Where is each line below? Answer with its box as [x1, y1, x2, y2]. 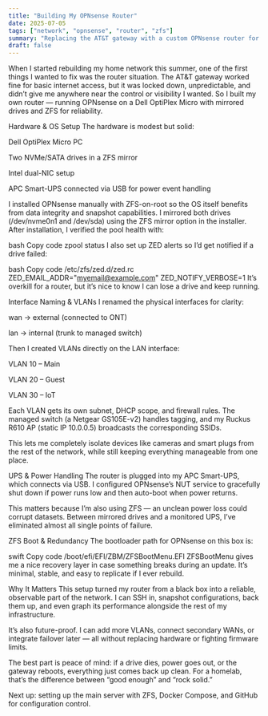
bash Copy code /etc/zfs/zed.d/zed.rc [8, 265, 134, 274]
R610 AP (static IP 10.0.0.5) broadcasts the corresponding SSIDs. [8, 423, 222, 433]
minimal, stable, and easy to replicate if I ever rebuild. [8, 568, 185, 578]
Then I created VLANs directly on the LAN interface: [8, 344, 180, 354]
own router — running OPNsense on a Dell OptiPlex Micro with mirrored [8, 98, 244, 107]
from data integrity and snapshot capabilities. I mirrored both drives [8, 208, 231, 217]
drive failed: [8, 249, 48, 259]
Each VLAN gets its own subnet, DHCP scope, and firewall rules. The [8, 406, 236, 415]
